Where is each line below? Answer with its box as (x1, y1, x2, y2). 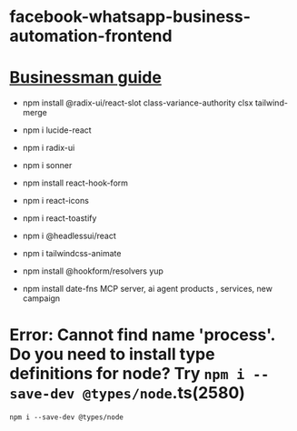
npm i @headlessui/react (22, 230, 116, 242)
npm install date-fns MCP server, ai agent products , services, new (22, 284, 272, 295)
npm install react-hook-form (22, 177, 129, 188)
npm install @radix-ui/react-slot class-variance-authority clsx (22, 97, 253, 108)
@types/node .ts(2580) (82, 383, 245, 404)
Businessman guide (9, 67, 162, 88)
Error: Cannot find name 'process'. (9, 325, 275, 346)
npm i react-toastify (22, 213, 97, 224)
